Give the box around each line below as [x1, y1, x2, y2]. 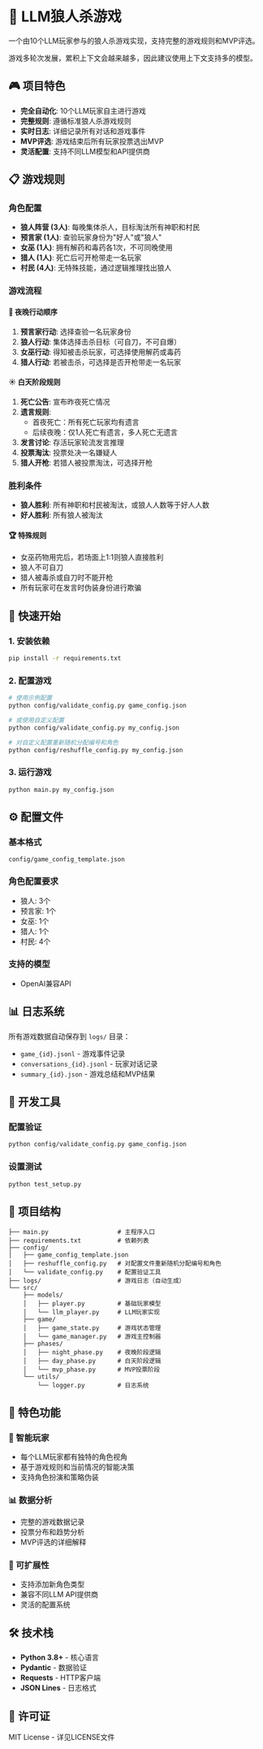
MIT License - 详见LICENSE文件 [8, 1732, 115, 1743]
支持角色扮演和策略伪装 [19, 1472, 99, 1482]
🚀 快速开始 [8, 608, 61, 622]
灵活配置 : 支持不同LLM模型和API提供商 [19, 146, 150, 156]
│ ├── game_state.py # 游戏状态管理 [23, 1324, 162, 1332]
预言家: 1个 [19, 906, 57, 916]
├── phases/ [23, 1340, 63, 1349]
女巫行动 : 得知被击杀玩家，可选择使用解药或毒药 [19, 347, 181, 357]
